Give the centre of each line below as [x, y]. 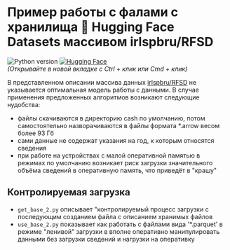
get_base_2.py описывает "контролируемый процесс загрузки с [113, 209]
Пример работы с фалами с [93, 12]
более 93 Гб [36, 133]
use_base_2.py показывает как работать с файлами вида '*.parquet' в [120, 224]
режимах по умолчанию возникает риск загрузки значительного [115, 162]
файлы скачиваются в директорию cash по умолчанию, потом [111, 118]
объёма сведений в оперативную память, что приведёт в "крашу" [117, 170]
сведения [32, 148]
